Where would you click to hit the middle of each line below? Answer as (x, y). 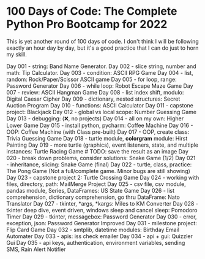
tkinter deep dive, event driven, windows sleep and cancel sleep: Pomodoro (102, 210)
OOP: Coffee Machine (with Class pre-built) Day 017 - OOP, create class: (98, 132)
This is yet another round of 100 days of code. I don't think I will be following (102, 41)
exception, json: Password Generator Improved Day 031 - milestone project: (102, 223)
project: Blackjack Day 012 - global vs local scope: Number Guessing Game (102, 112)
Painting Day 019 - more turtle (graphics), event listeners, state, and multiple (102, 145)
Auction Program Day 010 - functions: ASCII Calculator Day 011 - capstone (100, 105)
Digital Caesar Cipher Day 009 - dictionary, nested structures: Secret (93, 99)
